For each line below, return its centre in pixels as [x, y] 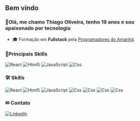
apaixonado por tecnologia [38, 28]
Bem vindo [22, 8]
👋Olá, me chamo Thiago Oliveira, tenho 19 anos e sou [70, 22]
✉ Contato [18, 103]
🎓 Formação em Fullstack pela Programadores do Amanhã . [74, 39]
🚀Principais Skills [26, 54]
